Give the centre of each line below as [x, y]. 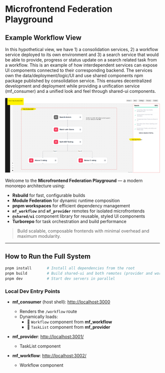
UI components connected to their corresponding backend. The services [79, 70]
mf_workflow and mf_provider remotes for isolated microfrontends [78, 211]
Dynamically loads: [39, 317]
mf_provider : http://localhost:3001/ [48, 337]
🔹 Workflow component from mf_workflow [69, 322]
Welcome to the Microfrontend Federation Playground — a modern [74, 181]
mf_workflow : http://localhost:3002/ [49, 356]
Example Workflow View [43, 38]
